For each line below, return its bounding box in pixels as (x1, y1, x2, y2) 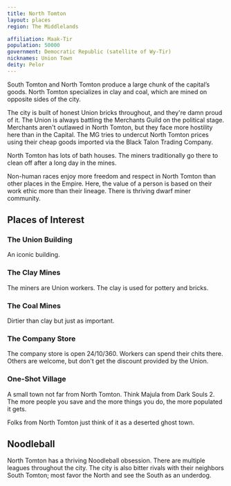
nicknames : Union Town (7, 55, 73, 62)
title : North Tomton (7, 10, 67, 17)
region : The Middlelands (7, 23, 79, 30)
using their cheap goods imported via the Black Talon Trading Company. (7, 138, 213, 146)
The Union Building (7, 235, 73, 244)
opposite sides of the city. (7, 95, 82, 103)
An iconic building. (7, 251, 60, 259)
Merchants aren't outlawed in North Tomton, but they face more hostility (7, 123, 213, 132)
